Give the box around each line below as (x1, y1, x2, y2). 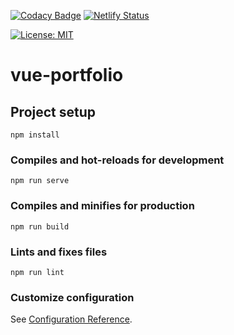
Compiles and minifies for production (10, 199, 195, 213)
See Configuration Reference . (10, 313, 133, 325)
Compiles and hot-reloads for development (10, 153, 225, 167)
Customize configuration (10, 290, 135, 304)
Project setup (10, 103, 97, 120)
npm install (10, 130, 60, 140)
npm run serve (10, 176, 70, 186)
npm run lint (10, 267, 65, 277)
